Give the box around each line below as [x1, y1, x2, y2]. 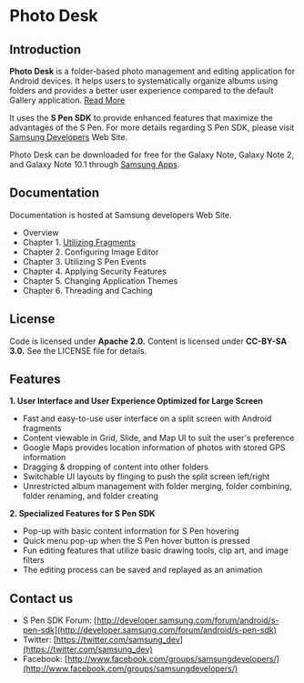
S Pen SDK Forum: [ [22, 615, 97, 626]
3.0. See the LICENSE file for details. [9, 345, 147, 356]
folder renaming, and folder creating [22, 490, 159, 501]
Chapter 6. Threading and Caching [22, 285, 153, 296]
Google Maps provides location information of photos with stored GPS [22, 442, 286, 453]
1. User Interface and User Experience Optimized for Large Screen [9, 396, 264, 407]
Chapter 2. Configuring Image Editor [22, 246, 159, 257]
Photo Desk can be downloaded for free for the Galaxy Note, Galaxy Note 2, [9, 149, 294, 160]
